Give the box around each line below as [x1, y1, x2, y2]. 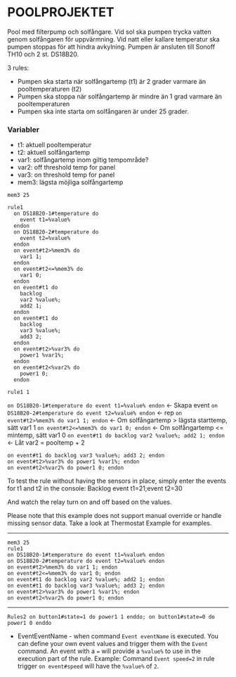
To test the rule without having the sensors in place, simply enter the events [7, 476, 227, 486]
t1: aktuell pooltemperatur [17, 141, 92, 149]
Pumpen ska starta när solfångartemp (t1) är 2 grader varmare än [17, 77, 206, 85]
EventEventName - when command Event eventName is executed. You [17, 632, 219, 640]
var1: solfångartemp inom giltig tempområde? [17, 156, 149, 164]
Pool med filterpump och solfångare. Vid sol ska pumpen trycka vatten [7, 27, 212, 36]
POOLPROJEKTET [7, 4, 114, 20]
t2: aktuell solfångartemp [17, 148, 90, 157]
